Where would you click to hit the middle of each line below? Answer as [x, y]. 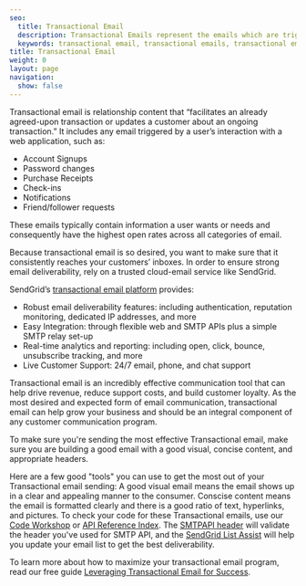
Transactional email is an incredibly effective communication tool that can [148, 382]
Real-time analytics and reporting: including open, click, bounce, [144, 345]
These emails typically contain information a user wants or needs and [140, 225]
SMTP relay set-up [58, 336]
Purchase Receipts [58, 178]
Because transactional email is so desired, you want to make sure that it [144, 252]
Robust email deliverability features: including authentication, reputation [158, 307]
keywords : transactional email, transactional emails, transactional [152, 43]
